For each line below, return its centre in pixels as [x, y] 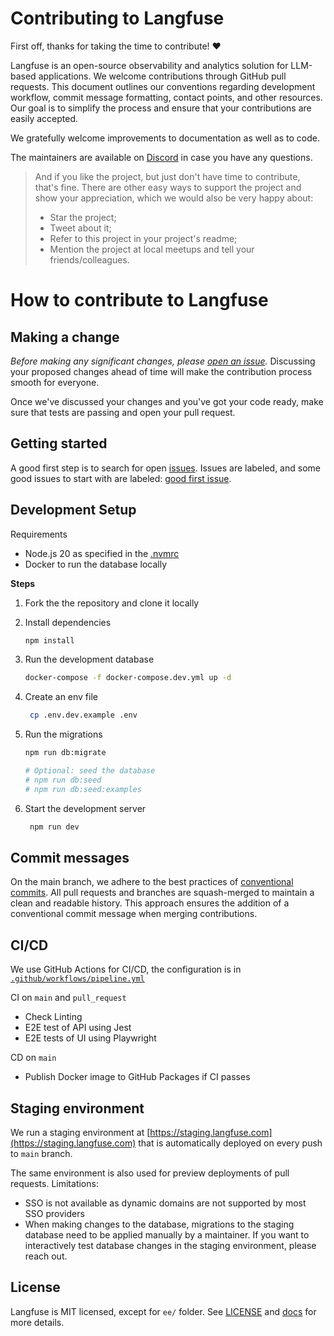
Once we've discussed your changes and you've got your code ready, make [167, 401]
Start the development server [85, 808]
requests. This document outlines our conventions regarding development [163, 86]
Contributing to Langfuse [117, 18]
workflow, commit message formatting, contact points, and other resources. [166, 97]
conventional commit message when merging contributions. [134, 914]
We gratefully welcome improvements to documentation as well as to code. [165, 138]
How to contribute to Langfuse [139, 300]
